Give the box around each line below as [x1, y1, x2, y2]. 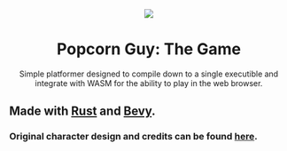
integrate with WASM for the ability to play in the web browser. [35, 77, 263, 88]
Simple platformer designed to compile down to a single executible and [19, 68, 279, 79]
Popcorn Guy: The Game [56, 39, 242, 60]
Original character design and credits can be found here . [9, 131, 259, 143]
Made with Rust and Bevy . [9, 104, 157, 119]
